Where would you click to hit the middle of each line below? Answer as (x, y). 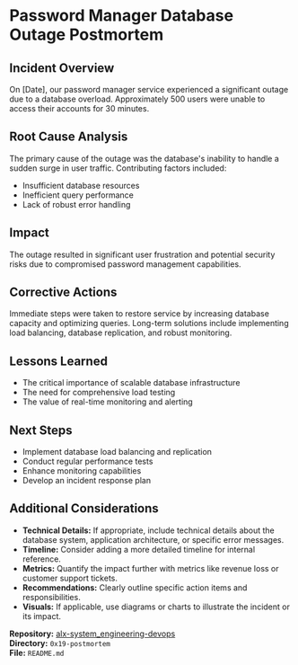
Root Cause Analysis (69, 137)
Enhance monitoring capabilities (82, 471)
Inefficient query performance (78, 195)
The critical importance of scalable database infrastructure (131, 383)
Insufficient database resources (81, 185)
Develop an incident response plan (86, 481)
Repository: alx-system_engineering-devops (92, 634)
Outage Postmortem (87, 35)
